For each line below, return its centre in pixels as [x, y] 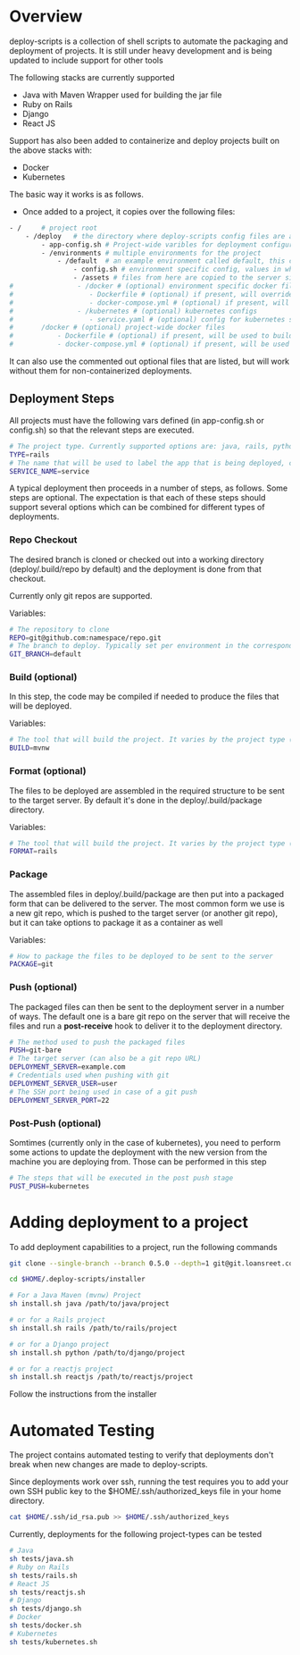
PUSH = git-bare [36, 1050]
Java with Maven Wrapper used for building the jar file [122, 95]
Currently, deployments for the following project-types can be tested [136, 1534]
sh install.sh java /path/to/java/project [89, 1304]
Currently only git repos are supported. [81, 595]
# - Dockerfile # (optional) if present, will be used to [139, 336]
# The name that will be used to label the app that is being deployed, [147, 463]
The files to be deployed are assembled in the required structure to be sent [147, 790]
